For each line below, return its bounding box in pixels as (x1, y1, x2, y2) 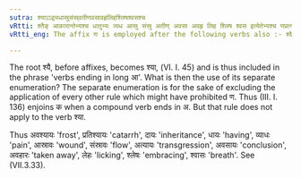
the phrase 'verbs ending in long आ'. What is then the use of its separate (9, 72, 276, 83)
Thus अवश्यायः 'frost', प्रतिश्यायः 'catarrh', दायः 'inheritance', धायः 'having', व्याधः (9, 130, 271, 140)
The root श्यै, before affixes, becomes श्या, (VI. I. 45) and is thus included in (9, 62, 280, 72)
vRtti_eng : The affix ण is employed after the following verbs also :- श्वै (9, 30, 293, 38)
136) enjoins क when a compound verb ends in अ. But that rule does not (9, 102, 273, 113)
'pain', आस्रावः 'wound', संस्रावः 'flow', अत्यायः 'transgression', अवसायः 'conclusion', (9, 140, 287, 150)
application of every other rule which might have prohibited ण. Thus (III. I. (9, 91, 278, 103)
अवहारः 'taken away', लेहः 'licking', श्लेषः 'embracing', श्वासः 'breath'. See (9, 149, 255, 161)
